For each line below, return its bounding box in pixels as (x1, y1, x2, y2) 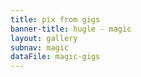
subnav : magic (10, 42, 70, 53)
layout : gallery (10, 33, 78, 43)
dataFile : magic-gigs (10, 52, 101, 62)
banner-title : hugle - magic (10, 24, 132, 34)
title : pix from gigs (10, 14, 101, 25)
